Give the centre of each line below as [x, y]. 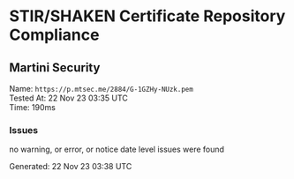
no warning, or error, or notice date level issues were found [117, 149]
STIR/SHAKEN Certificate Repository [147, 16]
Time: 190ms [32, 107]
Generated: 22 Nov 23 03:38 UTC [71, 167]
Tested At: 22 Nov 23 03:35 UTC [68, 98]
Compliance [54, 35]
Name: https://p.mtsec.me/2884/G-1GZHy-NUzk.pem [102, 89]
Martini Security [55, 67]
